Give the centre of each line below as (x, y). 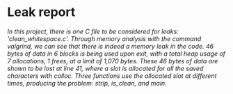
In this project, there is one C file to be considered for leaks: (93, 31)
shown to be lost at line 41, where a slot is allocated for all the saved (105, 68)
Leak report (41, 12)
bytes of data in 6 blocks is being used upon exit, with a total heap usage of (116, 54)
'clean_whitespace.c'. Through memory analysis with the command (104, 38)
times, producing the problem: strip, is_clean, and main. (87, 83)
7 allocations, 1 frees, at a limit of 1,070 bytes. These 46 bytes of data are (113, 61)
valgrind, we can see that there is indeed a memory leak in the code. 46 (111, 46)
